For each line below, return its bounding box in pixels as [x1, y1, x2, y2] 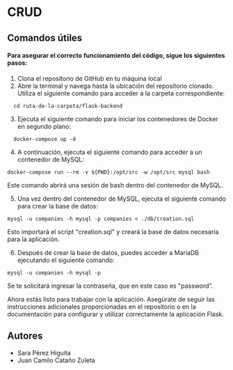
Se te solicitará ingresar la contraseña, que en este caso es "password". [7, 282, 214, 290]
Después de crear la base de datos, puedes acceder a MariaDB [17, 248, 200, 256]
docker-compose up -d [13, 135, 77, 143]
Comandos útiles [7, 32, 83, 44]
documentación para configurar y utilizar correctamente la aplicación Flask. [7, 309, 225, 318]
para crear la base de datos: [17, 201, 99, 210]
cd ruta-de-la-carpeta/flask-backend [13, 102, 123, 109]
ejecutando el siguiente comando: [17, 256, 115, 264]
